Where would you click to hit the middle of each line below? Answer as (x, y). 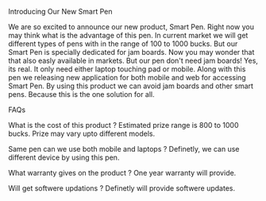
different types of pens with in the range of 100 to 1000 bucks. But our (123, 44)
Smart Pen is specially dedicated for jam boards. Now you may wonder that (131, 52)
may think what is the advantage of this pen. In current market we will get (128, 35)
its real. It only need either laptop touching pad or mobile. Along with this (127, 69)
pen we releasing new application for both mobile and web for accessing (127, 77)
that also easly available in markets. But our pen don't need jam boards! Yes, (133, 60)
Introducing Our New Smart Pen (60, 12)
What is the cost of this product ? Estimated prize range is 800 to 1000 (124, 125)
